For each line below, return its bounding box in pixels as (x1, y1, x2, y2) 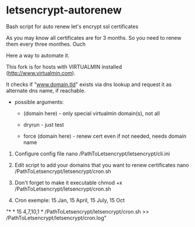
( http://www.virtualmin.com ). (6, 69, 76, 76)
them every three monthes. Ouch (6, 40, 86, 48)
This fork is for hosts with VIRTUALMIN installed (6, 63, 122, 70)
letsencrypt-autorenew (6, 4, 122, 17)
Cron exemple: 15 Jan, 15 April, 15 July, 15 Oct (14, 196, 125, 204)
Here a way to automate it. (6, 52, 70, 59)
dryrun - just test (23, 121, 64, 128)
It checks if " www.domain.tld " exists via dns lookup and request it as (6, 80, 172, 88)
